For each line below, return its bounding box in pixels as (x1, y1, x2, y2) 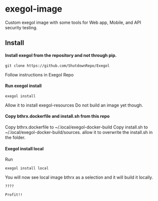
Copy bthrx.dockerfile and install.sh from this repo (5, 113, 110, 119)
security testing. (5, 24, 38, 30)
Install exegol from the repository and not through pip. (5, 52, 117, 58)
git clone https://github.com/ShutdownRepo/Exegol (5, 63, 110, 68)
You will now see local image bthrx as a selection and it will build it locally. (5, 174, 153, 181)
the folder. (5, 134, 26, 140)
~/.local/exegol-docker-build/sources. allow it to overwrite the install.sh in (5, 129, 153, 135)
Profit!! (5, 192, 23, 198)
